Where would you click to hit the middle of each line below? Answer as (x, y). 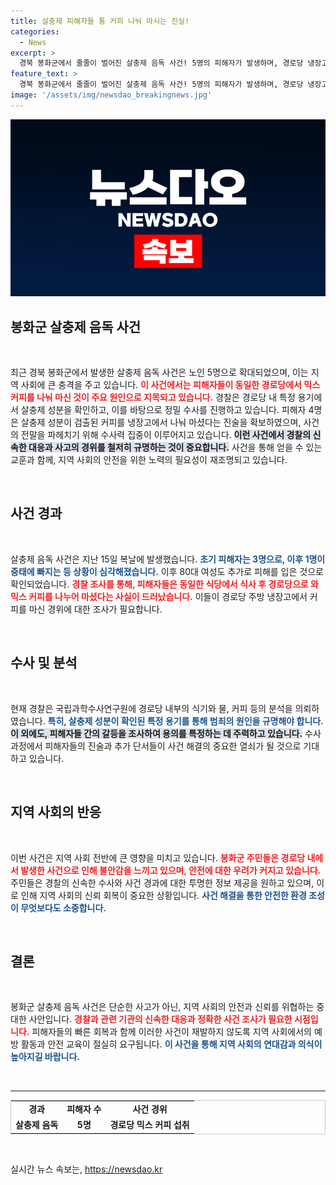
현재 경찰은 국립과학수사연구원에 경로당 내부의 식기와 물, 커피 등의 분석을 (151, 708)
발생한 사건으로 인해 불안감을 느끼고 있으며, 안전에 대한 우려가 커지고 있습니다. (171, 870)
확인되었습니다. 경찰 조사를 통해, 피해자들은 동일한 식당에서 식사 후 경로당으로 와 (164, 584)
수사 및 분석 (44, 663)
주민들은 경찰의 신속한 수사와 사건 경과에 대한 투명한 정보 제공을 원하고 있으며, (162, 882)
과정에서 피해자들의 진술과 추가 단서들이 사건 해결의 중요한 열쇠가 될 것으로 (156, 746)
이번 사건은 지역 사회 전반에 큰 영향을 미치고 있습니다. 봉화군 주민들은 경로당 (158, 857)
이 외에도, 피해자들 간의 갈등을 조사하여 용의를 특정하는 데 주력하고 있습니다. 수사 (166, 733)
